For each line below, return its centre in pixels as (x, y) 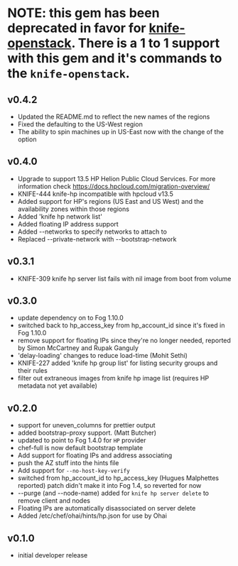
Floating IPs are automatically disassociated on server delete (107, 508)
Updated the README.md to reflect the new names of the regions (114, 116)
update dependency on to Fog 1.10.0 (71, 318)
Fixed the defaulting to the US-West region (80, 124)
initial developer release (53, 555)
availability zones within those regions (74, 209)
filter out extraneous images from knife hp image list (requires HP (113, 379)
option (27, 139)
